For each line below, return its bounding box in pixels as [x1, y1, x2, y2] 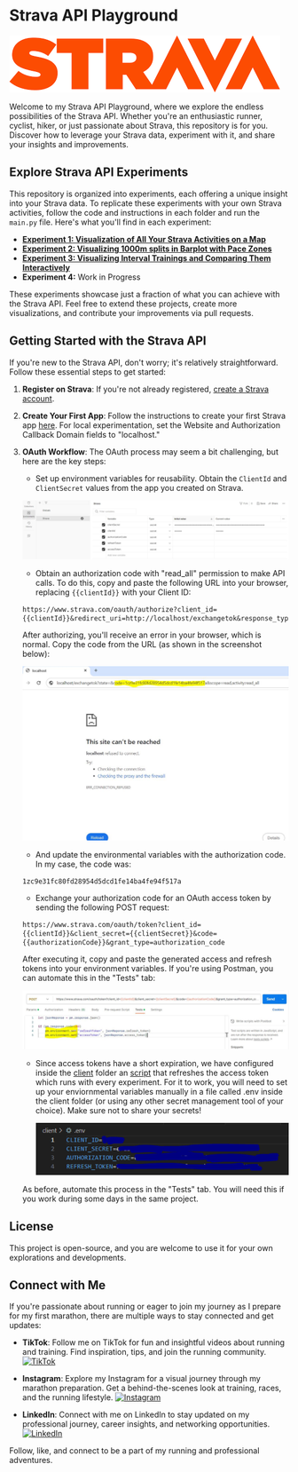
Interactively [21, 262, 71, 273]
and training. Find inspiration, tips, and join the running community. [21, 1347, 267, 1357]
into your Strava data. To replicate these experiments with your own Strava [9, 197, 282, 209]
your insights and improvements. [9, 138, 129, 149]
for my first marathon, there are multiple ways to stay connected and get [9, 1310, 274, 1321]
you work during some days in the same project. [21, 1193, 200, 1204]
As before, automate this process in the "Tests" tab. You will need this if [21, 1183, 285, 1194]
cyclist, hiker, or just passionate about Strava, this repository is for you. [9, 120, 269, 131]
